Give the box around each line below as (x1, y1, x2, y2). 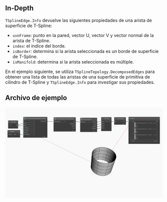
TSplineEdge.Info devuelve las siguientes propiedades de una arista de (5, 17, 152, 23)
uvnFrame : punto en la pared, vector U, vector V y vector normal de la (12, 32, 154, 38)
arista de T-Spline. (12, 37, 51, 43)
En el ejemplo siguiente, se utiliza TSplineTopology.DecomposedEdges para (5, 68, 155, 74)
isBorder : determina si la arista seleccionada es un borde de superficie (12, 48, 159, 54)
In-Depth (5, 4, 34, 12)
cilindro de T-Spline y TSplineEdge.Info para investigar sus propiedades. (5, 79, 155, 85)
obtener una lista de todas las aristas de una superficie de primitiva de (5, 73, 150, 79)
